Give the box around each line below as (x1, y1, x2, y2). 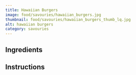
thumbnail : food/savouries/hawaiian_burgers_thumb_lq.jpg (5, 17, 131, 22)
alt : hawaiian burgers (5, 21, 53, 27)
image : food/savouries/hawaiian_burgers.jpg (5, 12, 101, 17)
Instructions (5, 62, 45, 71)
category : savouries (5, 27, 49, 32)
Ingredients (5, 45, 43, 54)
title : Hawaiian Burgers (5, 7, 58, 13)
